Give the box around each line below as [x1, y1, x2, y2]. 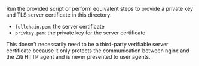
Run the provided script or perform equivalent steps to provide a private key [6, 5, 193, 12]
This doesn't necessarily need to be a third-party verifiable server [6, 41, 169, 48]
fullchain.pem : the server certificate [14, 23, 105, 30]
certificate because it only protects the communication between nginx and [6, 47, 189, 54]
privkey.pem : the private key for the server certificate [14, 29, 146, 36]
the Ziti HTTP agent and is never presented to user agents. [6, 54, 151, 60]
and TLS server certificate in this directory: [6, 11, 112, 18]
